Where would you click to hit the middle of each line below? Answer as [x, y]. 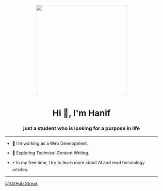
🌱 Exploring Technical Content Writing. [51, 153]
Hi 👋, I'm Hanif [81, 113]
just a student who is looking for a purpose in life [81, 128]
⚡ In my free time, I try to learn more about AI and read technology [78, 163]
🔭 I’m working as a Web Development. [50, 143]
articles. [20, 170]
